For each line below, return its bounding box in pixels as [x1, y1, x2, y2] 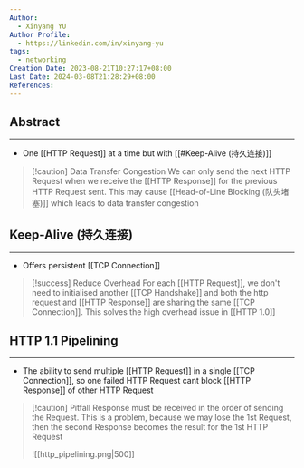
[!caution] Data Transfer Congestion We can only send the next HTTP [31, 166, 291, 177]
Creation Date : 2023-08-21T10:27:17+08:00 [9, 64, 172, 73]
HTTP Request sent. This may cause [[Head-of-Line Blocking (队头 [31, 187, 281, 198]
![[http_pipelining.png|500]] [31, 449, 136, 460]
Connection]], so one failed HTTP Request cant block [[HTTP [22, 375, 252, 386]
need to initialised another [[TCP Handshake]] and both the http [31, 288, 269, 298]
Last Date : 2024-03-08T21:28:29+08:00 [9, 73, 156, 82]
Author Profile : [9, 30, 71, 39]
